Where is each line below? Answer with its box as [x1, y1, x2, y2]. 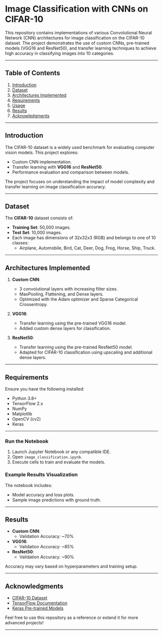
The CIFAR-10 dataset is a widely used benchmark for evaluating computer [5, 144, 155, 150]
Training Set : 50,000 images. [12, 225, 71, 230]
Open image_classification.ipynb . [12, 454, 82, 460]
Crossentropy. [19, 302, 48, 308]
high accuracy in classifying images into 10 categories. [5, 50, 114, 56]
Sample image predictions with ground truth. [12, 497, 101, 503]
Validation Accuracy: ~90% [19, 554, 74, 560]
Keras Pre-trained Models [12, 605, 64, 611]
